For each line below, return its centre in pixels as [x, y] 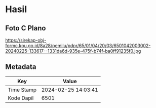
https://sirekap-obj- [26, 40]
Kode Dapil [21, 98]
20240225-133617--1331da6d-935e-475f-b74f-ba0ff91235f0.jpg [73, 51]
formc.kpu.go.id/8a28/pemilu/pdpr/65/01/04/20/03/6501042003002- [78, 46]
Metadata [21, 67]
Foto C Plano [26, 28]
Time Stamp [22, 90]
